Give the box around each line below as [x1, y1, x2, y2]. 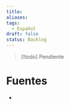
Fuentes [6, 74, 48, 88]
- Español [11, 25, 36, 32]
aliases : [6, 14, 28, 20]
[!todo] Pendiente [20, 53, 65, 60]
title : [6, 8, 23, 15]
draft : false [6, 31, 39, 37]
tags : [6, 20, 20, 26]
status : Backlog [6, 37, 47, 43]
